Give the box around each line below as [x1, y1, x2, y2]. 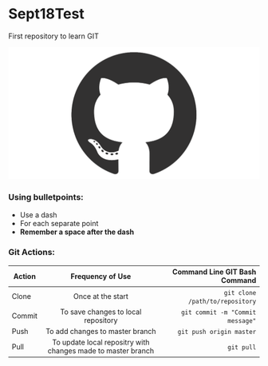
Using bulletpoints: [8, 192, 84, 203]
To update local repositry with [51, 337, 150, 348]
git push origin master [177, 328, 257, 336]
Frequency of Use [70, 271, 132, 280]
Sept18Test [8, 5, 85, 23]
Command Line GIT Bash [172, 267, 257, 276]
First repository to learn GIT [8, 31, 100, 41]
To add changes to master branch [45, 327, 157, 336]
